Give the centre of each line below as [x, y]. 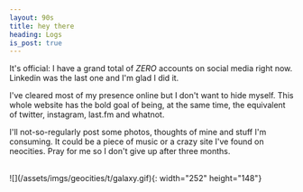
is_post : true [36, 43]
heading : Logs [36, 34]
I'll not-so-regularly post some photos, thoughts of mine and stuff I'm [138, 133]
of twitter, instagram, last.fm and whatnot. [87, 114]
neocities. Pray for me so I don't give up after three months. [120, 151]
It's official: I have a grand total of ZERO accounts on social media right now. [151, 69]
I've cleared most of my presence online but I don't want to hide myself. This [151, 96]
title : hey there [42, 26]
